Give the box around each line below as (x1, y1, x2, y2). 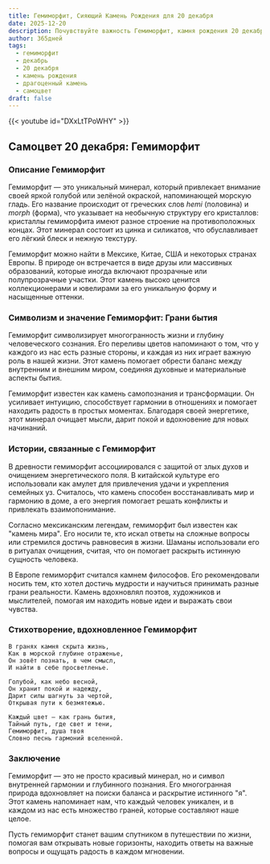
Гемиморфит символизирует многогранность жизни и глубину (8, 330, 224, 340)
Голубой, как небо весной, (8, 678, 99, 686)
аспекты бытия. (8, 373, 63, 383)
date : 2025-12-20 (8, 19, 67, 27)
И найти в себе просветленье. (8, 663, 110, 671)
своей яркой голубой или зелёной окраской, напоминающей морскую (8, 190, 252, 200)
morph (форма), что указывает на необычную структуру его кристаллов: (8, 207, 260, 218)
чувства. (8, 604, 39, 613)
